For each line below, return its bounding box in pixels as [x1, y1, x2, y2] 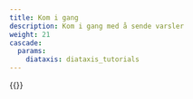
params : [17, 47, 47, 56]
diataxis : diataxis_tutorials [25, 55, 140, 64]
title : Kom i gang [9, 13, 79, 22]
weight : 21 [9, 30, 51, 39]
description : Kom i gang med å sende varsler [9, 22, 184, 31]
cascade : [9, 38, 43, 48]
